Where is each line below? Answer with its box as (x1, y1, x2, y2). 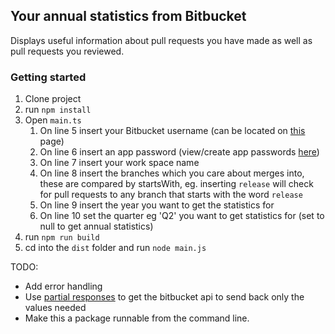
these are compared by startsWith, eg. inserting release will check (39, 178, 314, 190)
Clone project (24, 93, 82, 105)
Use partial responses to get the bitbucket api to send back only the (24, 291, 305, 303)
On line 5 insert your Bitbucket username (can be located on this (39, 125, 306, 137)
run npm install (24, 104, 92, 116)
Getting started (10, 70, 87, 84)
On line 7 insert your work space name (39, 157, 200, 169)
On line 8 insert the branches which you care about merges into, (39, 167, 305, 179)
